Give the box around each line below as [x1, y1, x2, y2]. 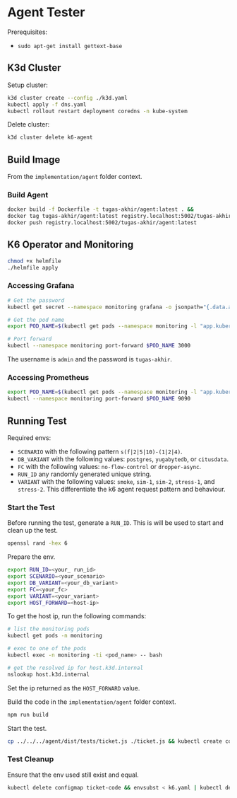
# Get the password [7, 296, 65, 304]
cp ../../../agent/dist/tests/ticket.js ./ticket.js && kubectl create [7, 737, 222, 745]
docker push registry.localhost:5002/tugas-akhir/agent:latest [7, 219, 197, 226]
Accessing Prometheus [7, 373, 90, 383]
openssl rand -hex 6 [7, 540, 68, 547]
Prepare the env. [7, 553, 56, 561]
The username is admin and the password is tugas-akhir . [7, 355, 173, 364]
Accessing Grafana [7, 281, 75, 291]
